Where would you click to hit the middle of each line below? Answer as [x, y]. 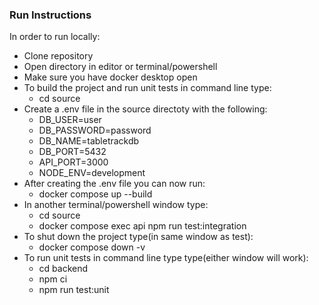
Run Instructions [50, 15]
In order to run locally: [55, 37]
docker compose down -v [92, 247]
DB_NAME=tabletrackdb [89, 141]
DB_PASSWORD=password [95, 130]
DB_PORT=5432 [72, 152]
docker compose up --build [95, 194]
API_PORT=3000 [73, 162]
